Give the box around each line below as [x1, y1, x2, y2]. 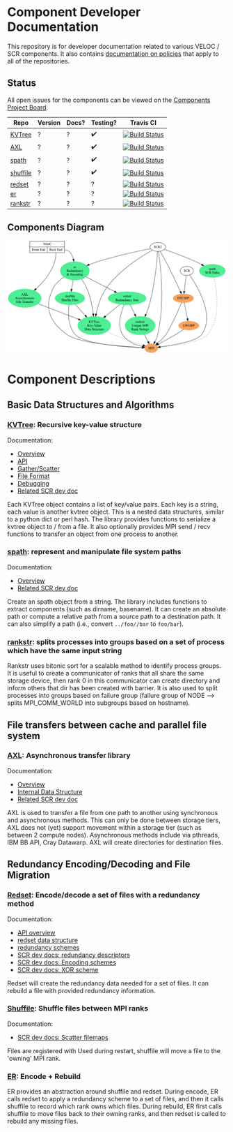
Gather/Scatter [17, 464, 61, 472]
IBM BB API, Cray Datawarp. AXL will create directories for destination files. [7, 838, 224, 847]
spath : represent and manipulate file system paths [7, 547, 182, 557]
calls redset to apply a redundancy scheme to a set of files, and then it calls [7, 1095, 224, 1103]
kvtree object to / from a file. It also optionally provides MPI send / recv [7, 522, 211, 530]
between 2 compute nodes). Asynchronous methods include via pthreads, [7, 831, 220, 839]
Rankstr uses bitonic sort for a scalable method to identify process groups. [7, 662, 221, 670]
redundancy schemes [17, 943, 80, 951]
